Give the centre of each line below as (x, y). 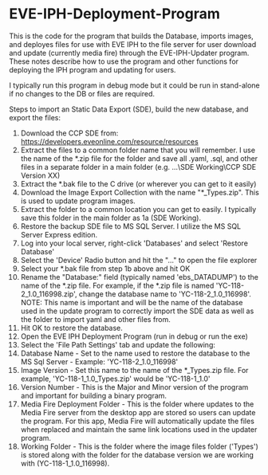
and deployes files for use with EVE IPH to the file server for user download (133, 44)
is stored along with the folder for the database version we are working (137, 454)
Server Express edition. (59, 234)
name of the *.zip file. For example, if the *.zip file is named (117, 285)
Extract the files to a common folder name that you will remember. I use (138, 150)
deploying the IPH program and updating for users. (93, 69)
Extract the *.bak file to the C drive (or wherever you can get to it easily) (138, 183)
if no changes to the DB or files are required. (82, 93)
